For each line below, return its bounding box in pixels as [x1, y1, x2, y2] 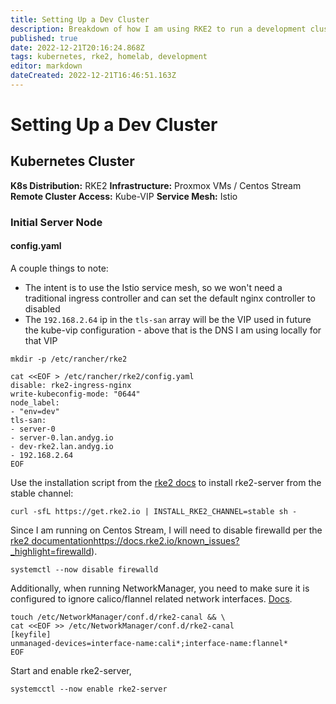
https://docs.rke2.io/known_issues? [93, 535, 240, 546]
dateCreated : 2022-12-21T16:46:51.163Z [10, 71, 177, 81]
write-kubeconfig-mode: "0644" [10, 389, 141, 399]
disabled [24, 303, 61, 315]
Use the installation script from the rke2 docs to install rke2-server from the [10, 477, 322, 488]
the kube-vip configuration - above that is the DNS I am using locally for [24, 324, 322, 336]
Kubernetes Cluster [10, 153, 135, 170]
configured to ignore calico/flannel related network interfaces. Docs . [10, 593, 293, 605]
